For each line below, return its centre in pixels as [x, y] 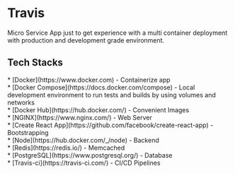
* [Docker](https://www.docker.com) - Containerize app [89, 80]
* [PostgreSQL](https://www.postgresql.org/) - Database [90, 155]
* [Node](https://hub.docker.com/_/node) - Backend [83, 140]
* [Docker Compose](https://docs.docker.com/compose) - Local [101, 87]
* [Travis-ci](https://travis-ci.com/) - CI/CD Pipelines [84, 163]
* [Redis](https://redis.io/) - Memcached [66, 148]
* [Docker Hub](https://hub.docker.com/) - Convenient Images [98, 110]
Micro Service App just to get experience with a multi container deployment [117, 33]
